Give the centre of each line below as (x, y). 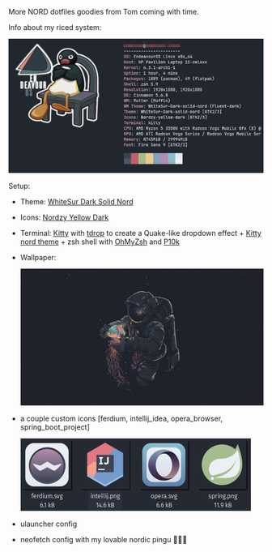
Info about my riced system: (55, 27)
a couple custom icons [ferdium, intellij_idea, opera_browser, (121, 419)
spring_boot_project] (55, 427)
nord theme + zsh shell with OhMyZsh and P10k (100, 242)
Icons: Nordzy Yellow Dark (64, 217)
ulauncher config (49, 524)
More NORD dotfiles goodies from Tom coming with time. (104, 12)
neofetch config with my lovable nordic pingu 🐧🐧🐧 (104, 540)
